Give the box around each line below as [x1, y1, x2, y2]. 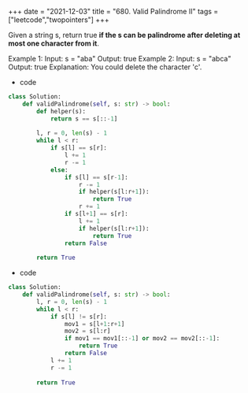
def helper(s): [36, 107, 87, 115]
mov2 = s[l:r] [64, 327, 111, 336]
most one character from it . [8, 39, 100, 48]
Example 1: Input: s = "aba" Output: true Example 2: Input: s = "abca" [8, 54, 231, 63]
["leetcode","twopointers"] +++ [8, 15, 110, 24]
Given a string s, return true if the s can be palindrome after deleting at [8, 31, 241, 39]
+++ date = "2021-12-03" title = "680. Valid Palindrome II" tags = [8, 7, 219, 16]
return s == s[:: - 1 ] [50, 114, 118, 123]
